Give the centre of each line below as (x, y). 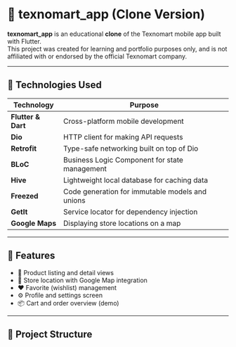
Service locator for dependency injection (130, 212)
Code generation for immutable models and (135, 191)
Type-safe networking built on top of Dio (131, 149)
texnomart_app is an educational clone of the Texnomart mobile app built (114, 34)
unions (74, 200)
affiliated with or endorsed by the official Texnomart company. (97, 56)
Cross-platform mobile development (123, 121)
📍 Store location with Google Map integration (82, 280)
